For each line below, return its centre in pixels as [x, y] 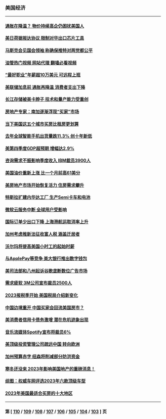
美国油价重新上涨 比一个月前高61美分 [43, 173]
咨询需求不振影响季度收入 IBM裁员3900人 [48, 161]
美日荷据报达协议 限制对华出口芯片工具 [45, 38]
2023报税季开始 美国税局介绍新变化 [41, 295]
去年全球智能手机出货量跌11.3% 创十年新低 [49, 136]
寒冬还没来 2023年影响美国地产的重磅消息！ [50, 369]
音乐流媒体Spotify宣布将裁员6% [38, 332]
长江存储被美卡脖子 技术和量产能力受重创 [47, 99]
